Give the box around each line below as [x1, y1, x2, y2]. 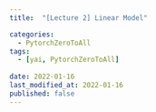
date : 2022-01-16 [9, 72, 75, 82]
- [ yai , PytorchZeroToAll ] [17, 56, 120, 65]
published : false [9, 88, 75, 98]
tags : [9, 46, 30, 56]
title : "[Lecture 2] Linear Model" [9, 13, 148, 23]
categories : [9, 29, 54, 39]
